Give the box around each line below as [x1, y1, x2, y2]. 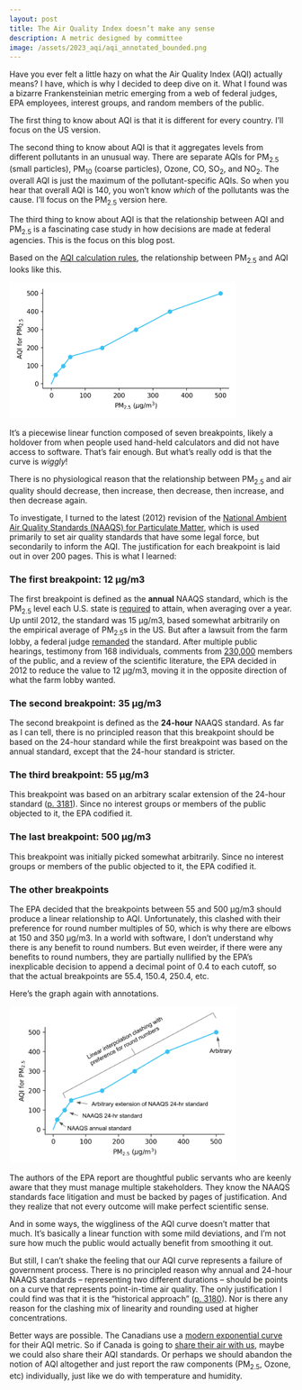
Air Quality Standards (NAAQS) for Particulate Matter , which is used [9, 522, 260, 532]
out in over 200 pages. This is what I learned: [9, 550, 177, 561]
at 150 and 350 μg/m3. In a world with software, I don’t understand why [9, 932, 274, 943]
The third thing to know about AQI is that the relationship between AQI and [9, 213, 285, 224]
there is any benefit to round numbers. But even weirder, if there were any [9, 942, 283, 953]
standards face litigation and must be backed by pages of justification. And [9, 1192, 288, 1203]
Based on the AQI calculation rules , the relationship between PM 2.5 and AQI [9, 252, 289, 266]
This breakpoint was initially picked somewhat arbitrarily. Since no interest [9, 851, 285, 862]
